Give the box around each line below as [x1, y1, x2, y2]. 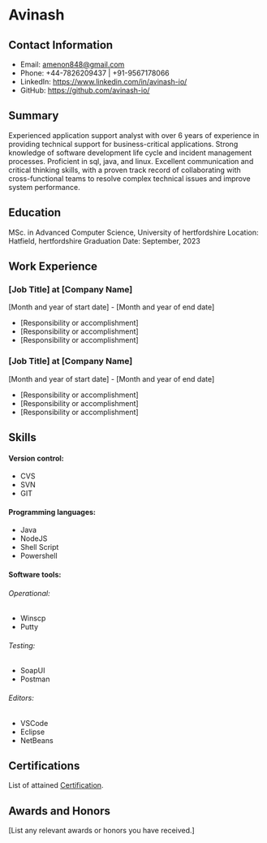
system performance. [8, 182, 80, 192]
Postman [19, 674, 50, 684]
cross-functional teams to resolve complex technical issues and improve [8, 173, 251, 184]
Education [8, 205, 62, 220]
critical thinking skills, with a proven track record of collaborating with [8, 165, 241, 175]
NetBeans [19, 735, 54, 745]
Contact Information [8, 38, 114, 52]
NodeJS [19, 534, 48, 543]
